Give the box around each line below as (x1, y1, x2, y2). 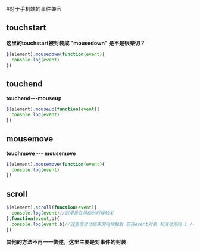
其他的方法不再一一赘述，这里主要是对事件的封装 (6, 238, 126, 246)
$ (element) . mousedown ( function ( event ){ (6, 51, 105, 57)
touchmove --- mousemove (6, 150, 76, 157)
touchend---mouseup (6, 95, 62, 102)
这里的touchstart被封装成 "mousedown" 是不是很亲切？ (6, 39, 146, 47)
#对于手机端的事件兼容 (6, 5, 62, 12)
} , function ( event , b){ (6, 215, 60, 222)
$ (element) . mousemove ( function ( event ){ (6, 161, 105, 167)
